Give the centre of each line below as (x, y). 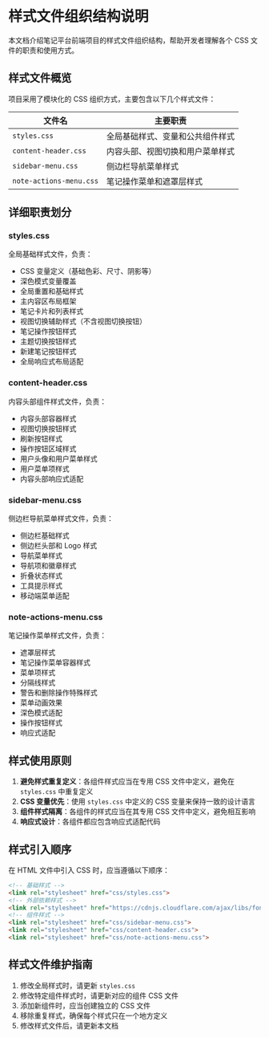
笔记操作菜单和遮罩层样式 (154, 181)
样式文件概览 (40, 78)
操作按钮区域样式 (48, 448)
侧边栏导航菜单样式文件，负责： (61, 519)
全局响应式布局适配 (52, 361)
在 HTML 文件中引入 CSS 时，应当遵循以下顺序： (89, 870)
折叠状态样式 (41, 576)
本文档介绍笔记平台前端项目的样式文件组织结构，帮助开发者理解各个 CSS (129, 40)
